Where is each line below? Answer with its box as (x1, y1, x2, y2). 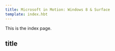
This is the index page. (5, 25, 52, 31)
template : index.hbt (5, 12, 48, 17)
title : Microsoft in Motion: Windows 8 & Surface (5, 7, 111, 12)
